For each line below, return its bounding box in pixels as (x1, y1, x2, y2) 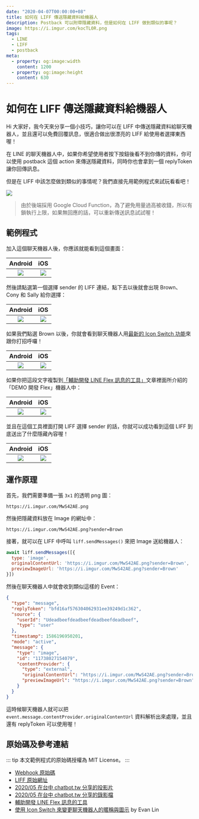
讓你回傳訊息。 (6, 165, 43, 173)
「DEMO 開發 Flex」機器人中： (6, 384, 82, 391)
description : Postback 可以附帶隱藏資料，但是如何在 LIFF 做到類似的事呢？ (6, 20, 178, 26)
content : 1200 (17, 63, 52, 70)
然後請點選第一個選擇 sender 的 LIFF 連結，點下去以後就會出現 (6, 283, 159, 291)
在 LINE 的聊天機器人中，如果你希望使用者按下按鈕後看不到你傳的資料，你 (6, 151, 187, 158)
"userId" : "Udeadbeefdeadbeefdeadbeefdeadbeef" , (17, 617, 139, 623)
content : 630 (17, 75, 49, 81)
